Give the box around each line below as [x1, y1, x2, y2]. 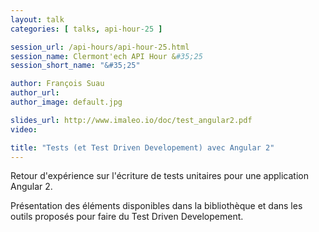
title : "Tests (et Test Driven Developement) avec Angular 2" [10, 142, 275, 153]
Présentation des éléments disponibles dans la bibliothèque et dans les [10, 200, 303, 212]
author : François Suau [10, 79, 105, 89]
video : [10, 124, 38, 135]
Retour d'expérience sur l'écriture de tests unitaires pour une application [10, 170, 309, 182]
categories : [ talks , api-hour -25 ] [10, 24, 163, 34]
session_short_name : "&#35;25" [10, 61, 141, 71]
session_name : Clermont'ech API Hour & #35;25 [10, 51, 203, 61]
